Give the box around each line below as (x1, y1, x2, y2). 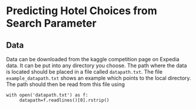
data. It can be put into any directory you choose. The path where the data (6, 62, 187, 69)
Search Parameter (6, 16, 97, 30)
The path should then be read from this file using (6, 81, 125, 88)
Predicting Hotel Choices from (6, 4, 158, 18)
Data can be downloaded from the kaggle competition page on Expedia (6, 56, 180, 62)
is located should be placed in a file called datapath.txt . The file (6, 68, 163, 75)
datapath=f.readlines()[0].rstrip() (19, 97, 110, 103)
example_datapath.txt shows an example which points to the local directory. (6, 75, 191, 81)
